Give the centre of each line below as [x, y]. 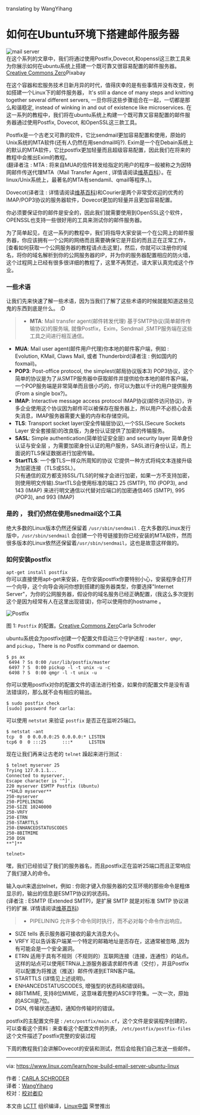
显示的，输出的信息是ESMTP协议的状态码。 [60, 893]
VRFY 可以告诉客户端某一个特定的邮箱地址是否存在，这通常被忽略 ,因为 [102, 941]
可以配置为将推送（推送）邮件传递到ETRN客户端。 [76, 971]
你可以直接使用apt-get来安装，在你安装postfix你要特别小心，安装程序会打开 [99, 579]
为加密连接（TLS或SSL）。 [47, 468]
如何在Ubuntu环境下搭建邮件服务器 [93, 35]
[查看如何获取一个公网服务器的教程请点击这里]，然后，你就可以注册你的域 [97, 248]
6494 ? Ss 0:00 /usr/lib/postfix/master [60, 662]
